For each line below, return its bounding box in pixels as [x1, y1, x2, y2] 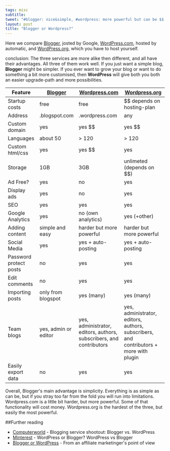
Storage [8, 164, 27, 171]
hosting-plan [123, 104, 155, 111]
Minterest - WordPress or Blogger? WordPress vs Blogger [12, 434, 133, 441]
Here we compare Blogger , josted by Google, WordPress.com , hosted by [5, 40, 157, 46]
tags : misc [5, 7, 28, 13]
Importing [8, 289, 31, 296]
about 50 [39, 135, 62, 142]
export [8, 368, 24, 375]
